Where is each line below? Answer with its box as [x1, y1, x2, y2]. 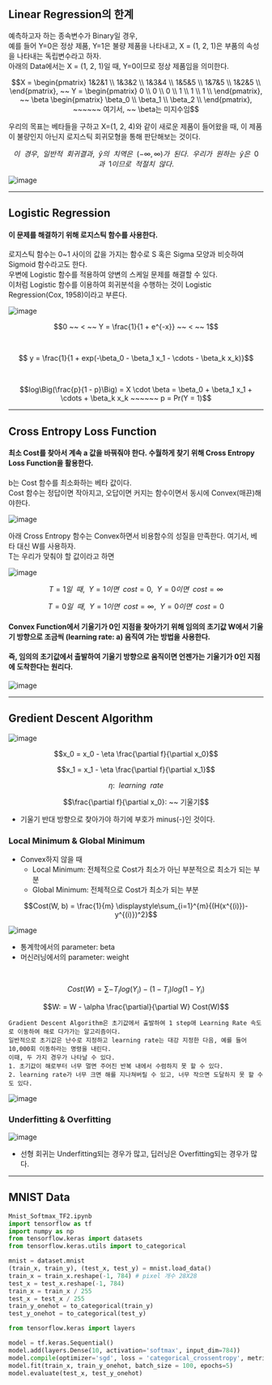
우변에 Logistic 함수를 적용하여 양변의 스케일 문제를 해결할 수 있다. [8, 270, 219, 280]
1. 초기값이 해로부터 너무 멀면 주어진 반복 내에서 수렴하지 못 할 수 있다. [8, 1061, 224, 1070]
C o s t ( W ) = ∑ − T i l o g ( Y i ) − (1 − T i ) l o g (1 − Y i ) [67, 984, 205, 996]
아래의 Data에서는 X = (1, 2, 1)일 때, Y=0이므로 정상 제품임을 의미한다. [8, 61, 229, 71]
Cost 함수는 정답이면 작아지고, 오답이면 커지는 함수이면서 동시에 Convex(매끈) [8, 488, 255, 497]
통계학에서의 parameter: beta [19, 941, 116, 951]
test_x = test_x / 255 [8, 1294, 85, 1303]
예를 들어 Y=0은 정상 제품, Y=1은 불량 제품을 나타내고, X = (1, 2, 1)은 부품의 [8, 41, 244, 50]
